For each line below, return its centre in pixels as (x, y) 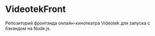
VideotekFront (36, 9)
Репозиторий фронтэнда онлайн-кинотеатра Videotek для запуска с (78, 23)
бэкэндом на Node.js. (28, 28)
